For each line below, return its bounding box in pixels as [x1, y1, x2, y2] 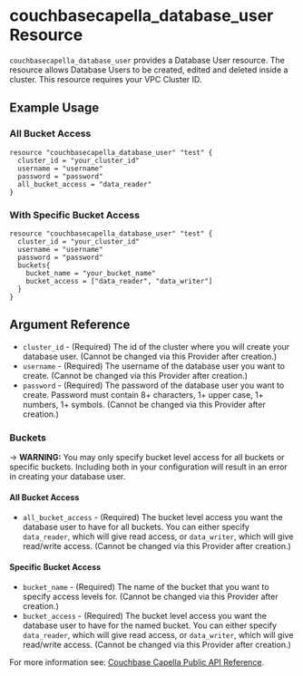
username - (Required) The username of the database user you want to [22, 360, 286, 372]
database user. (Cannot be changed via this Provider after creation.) [22, 351, 278, 362]
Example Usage [9, 101, 100, 116]
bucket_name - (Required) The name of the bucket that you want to [22, 582, 269, 593]
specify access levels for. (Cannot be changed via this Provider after [22, 591, 279, 603]
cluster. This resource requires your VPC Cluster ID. [9, 73, 202, 84]
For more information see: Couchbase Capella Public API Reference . [9, 657, 265, 668]
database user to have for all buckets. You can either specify [22, 522, 249, 533]
